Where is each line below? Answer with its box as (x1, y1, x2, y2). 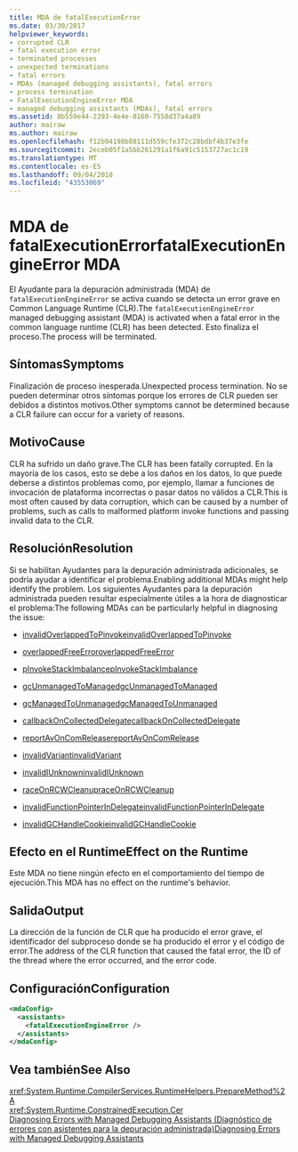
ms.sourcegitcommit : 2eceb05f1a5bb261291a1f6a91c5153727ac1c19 (9, 145, 249, 154)
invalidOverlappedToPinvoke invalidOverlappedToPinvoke (21, 629, 232, 640)
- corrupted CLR (9, 37, 69, 47)
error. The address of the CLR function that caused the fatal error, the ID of (9, 946, 282, 956)
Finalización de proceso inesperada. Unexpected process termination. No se (9, 380, 288, 391)
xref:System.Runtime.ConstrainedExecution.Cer (9, 1105, 184, 1116)
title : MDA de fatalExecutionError (9, 12, 141, 22)
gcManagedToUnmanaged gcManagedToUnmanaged (21, 697, 218, 708)
